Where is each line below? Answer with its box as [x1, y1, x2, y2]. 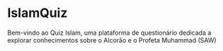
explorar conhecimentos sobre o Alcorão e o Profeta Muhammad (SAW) [7, 35, 217, 44]
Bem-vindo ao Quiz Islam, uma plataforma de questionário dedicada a [7, 28, 212, 37]
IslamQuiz [7, 5, 68, 21]
